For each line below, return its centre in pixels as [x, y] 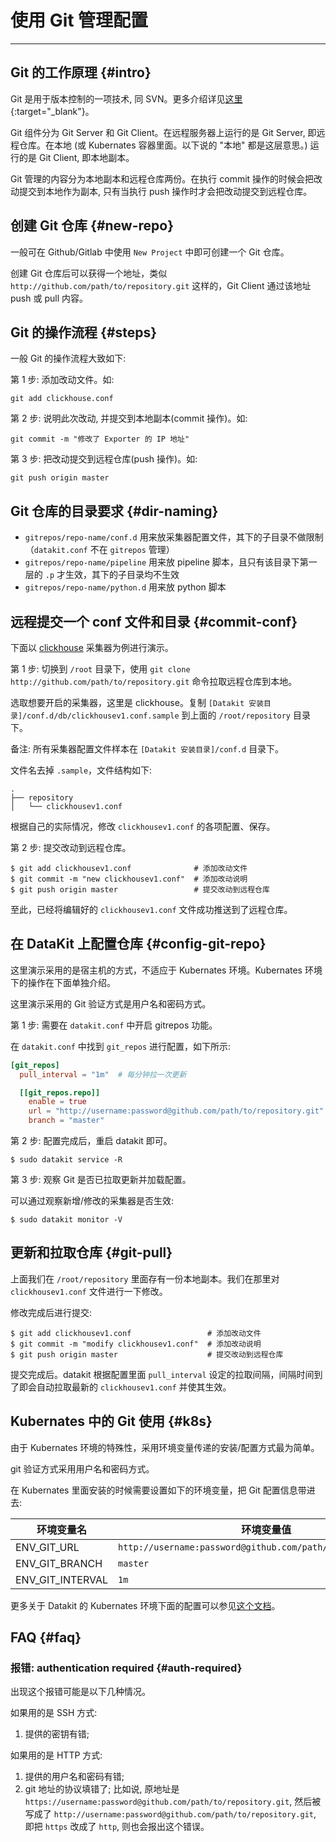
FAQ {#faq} [46, 1637]
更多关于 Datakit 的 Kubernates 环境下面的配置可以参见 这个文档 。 [145, 1605]
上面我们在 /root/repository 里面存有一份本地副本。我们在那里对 [145, 1278]
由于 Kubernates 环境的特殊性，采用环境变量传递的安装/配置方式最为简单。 [165, 1447]
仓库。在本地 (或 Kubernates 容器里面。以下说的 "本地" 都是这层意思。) [163, 145]
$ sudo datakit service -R [66, 1160]
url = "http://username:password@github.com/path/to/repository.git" [176, 1111]
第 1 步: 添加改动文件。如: [62, 380]
